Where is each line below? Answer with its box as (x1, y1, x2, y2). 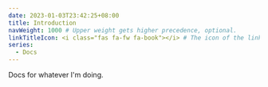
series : (8, 41, 34, 49)
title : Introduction (8, 19, 77, 27)
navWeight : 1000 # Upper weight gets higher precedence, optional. (8, 26, 238, 34)
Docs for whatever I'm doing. (8, 70, 104, 79)
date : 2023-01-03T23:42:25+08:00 (8, 11, 120, 20)
